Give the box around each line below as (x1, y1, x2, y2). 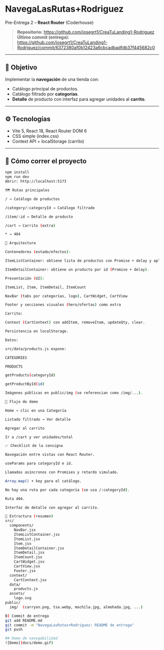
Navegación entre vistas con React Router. (5, 452, 95, 457)
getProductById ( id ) (5, 382, 45, 387)
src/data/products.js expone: (5, 346, 67, 351)
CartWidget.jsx (14, 559, 45, 565)
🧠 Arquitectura (5, 241, 36, 246)
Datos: (5, 337, 19, 342)
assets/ (9, 591, 25, 596)
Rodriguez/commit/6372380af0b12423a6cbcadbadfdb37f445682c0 (17, 44, 155, 50)
